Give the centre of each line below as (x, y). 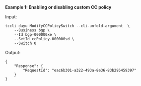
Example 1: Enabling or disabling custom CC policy (58, 7)
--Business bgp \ (32, 30)
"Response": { (29, 66)
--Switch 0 (25, 43)
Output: (13, 52)
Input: (11, 17)
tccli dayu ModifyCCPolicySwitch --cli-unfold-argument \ (68, 26)
